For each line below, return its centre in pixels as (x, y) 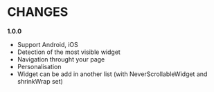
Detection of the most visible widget (69, 52)
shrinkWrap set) (40, 81)
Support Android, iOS (47, 44)
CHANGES (38, 12)
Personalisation (39, 66)
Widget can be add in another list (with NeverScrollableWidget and (112, 74)
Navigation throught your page (61, 59)
